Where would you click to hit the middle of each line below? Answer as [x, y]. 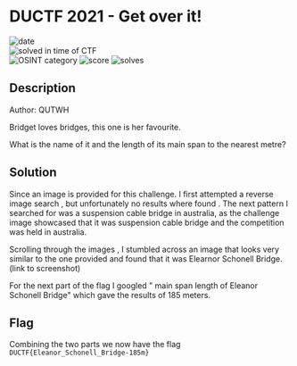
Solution [33, 173]
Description [42, 88]
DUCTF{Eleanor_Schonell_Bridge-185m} [79, 353]
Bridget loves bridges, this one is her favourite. [95, 127]
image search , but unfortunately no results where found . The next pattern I [148, 204]
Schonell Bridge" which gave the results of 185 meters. [110, 295]
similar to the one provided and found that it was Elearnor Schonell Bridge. [146, 258]
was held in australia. [48, 232]
